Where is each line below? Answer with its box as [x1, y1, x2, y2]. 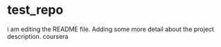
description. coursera [7, 32, 69, 40]
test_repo [7, 2, 64, 18]
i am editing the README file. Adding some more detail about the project [7, 25, 215, 33]
